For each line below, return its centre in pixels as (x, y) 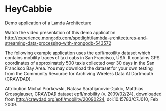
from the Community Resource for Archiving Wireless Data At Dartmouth (79, 73)
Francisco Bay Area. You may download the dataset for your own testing (79, 68)
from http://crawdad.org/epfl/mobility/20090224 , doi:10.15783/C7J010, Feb (82, 99)
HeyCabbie (28, 9)
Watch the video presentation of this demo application (60, 32)
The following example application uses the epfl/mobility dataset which (78, 53)
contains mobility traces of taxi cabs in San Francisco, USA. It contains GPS (82, 57)
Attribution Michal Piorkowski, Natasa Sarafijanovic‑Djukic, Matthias (74, 88)
